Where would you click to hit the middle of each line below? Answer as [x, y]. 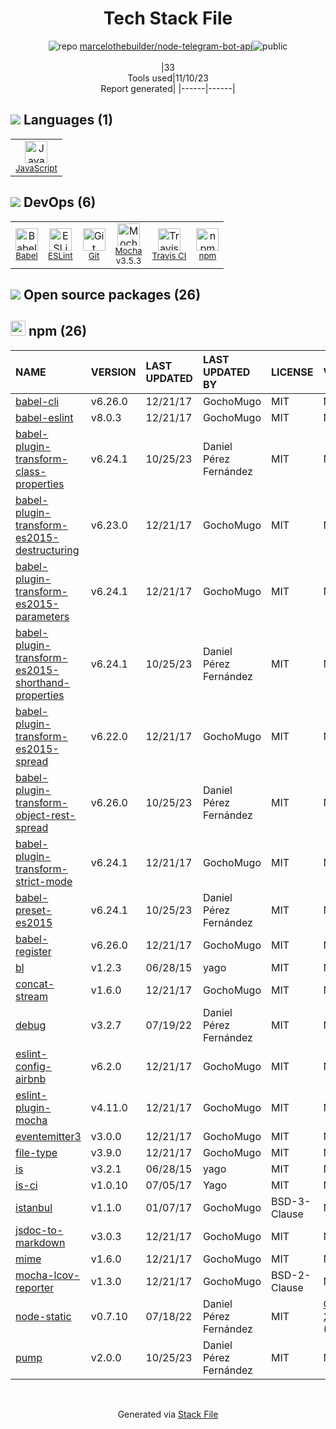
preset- [34, 910]
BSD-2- [291, 1275]
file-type [36, 1152]
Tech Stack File [168, 18]
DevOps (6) [60, 202]
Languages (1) [68, 120]
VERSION [113, 372]
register [33, 951]
